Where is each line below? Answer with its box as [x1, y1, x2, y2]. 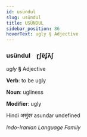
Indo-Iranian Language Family [6, 124, 81, 131]
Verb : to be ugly [6, 77, 46, 84]
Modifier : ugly [6, 100, 42, 108]
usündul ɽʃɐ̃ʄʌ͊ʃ [6, 52, 54, 60]
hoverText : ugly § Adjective [6, 31, 79, 37]
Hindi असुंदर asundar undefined [6, 112, 80, 119]
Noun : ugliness [6, 88, 44, 96]
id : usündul [6, 8, 36, 15]
